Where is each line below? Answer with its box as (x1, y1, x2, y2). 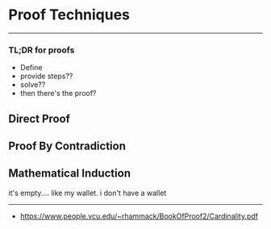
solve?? (19, 80, 46, 90)
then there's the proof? (19, 89, 97, 98)
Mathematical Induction (8, 167, 131, 181)
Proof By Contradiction (8, 139, 127, 153)
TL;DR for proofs (8, 44, 75, 56)
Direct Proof (8, 111, 71, 126)
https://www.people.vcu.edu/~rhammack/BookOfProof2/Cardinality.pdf (19, 211, 258, 221)
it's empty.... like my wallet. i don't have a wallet (8, 188, 167, 198)
